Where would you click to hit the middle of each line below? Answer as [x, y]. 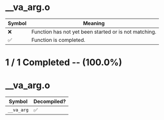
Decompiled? [50, 101]
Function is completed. [58, 40]
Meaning [94, 23]
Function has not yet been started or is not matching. [94, 32]
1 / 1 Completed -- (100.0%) [64, 63]
